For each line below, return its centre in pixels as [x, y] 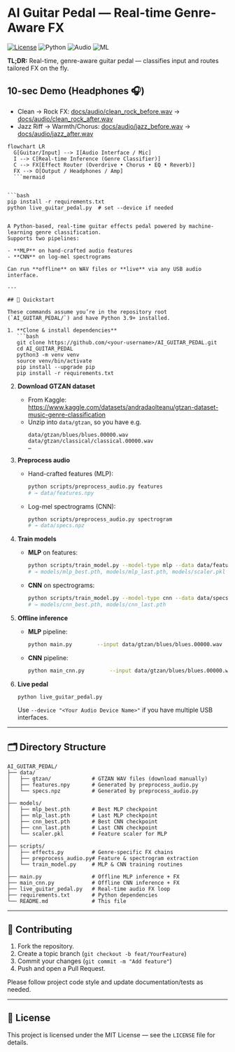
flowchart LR [26, 146]
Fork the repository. [46, 946]
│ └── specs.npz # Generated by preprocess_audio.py [103, 791]
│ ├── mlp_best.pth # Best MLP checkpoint [83, 810]
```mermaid [29, 177]
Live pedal [33, 684]
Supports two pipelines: [43, 238]
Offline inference [43, 618]
